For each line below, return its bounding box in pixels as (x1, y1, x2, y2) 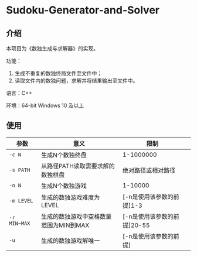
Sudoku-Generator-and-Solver (6, 4, 160, 17)
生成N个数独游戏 (40, 181, 87, 190)
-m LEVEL (9, 197, 33, 204)
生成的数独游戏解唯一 (40, 237, 100, 245)
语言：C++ (6, 90, 32, 97)
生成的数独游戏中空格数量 (40, 212, 112, 220)
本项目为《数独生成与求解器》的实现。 (6, 45, 98, 52)
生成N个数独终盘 (40, 150, 87, 159)
